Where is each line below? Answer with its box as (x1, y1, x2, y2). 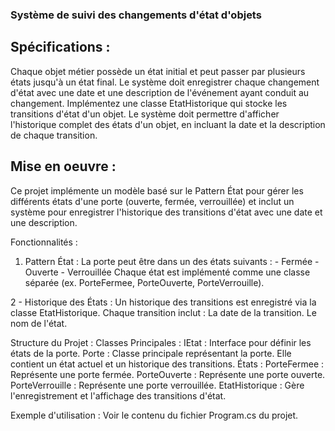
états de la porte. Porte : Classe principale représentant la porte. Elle (10, 347, 292, 359)
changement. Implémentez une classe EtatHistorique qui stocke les (10, 97, 288, 109)
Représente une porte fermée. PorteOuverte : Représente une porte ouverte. (10, 368, 326, 380)
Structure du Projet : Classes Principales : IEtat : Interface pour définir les (10, 336, 312, 348)
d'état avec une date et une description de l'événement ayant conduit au (10, 86, 310, 98)
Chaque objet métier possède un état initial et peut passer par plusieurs (10, 65, 306, 77)
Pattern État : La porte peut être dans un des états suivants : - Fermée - (24, 255, 320, 267)
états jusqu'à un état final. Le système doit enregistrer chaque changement (10, 76, 320, 88)
